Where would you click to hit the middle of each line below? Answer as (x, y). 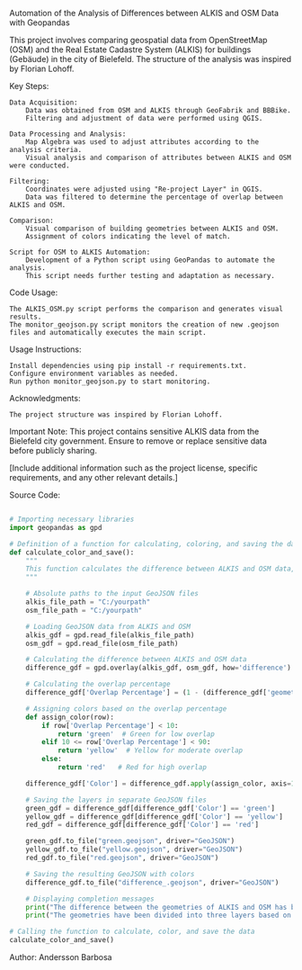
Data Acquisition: (44, 103)
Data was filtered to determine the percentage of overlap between (154, 197)
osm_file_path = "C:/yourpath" (84, 610)
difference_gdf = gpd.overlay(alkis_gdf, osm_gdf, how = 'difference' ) (159, 668)
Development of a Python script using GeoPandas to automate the (151, 260)
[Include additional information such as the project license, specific (133, 468)
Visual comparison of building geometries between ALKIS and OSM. (152, 229)
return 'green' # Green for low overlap (136, 734)
